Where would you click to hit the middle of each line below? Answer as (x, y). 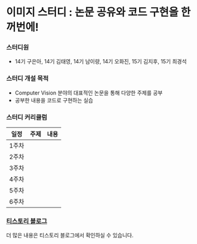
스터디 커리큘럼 (27, 117)
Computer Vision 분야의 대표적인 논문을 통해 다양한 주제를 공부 (89, 93)
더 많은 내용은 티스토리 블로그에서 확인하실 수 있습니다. (70, 235)
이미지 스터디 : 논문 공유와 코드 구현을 (93, 12)
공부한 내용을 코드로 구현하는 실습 (54, 100)
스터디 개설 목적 (27, 78)
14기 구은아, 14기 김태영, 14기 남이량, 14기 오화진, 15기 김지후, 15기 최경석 (101, 62)
